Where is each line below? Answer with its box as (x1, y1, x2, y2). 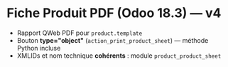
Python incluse (16, 43, 61, 52)
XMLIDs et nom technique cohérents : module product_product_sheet (16, 51, 222, 60)
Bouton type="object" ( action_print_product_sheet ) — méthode (16, 36, 209, 44)
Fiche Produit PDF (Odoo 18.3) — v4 (6, 5, 222, 21)
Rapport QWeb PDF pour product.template (16, 29, 143, 37)
